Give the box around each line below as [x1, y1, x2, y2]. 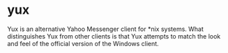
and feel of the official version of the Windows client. [7, 39, 159, 47]
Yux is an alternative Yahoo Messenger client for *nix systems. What [7, 25, 204, 33]
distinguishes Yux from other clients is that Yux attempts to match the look [7, 32, 221, 40]
